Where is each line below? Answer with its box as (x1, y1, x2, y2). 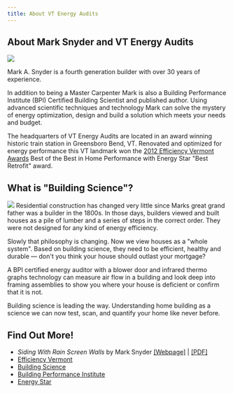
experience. (7, 75, 42, 84)
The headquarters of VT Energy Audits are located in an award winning (7, 132, 212, 141)
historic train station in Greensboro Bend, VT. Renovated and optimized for (7, 139, 223, 148)
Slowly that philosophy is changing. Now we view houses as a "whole (7, 237, 208, 245)
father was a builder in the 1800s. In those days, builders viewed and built (7, 209, 220, 217)
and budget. (7, 118, 43, 127)
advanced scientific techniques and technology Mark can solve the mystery (7, 103, 226, 112)
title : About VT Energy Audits (7, 10, 99, 17)
